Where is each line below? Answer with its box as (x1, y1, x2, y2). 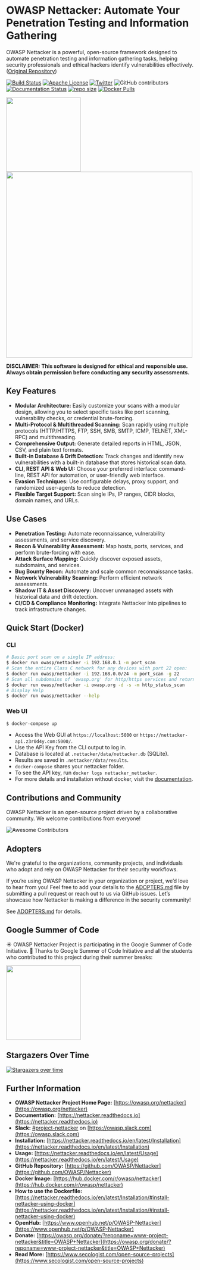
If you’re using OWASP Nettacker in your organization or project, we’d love (6, 877, 189, 884)
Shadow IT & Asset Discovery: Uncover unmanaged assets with (14, 587, 174, 594)
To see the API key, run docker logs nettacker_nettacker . (14, 769, 158, 777)
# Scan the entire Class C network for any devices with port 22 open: (6, 665, 187, 671)
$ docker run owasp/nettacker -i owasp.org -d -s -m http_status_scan (6, 682, 185, 688)
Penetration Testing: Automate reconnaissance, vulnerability (14, 530, 165, 537)
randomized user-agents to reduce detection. (14, 484, 127, 491)
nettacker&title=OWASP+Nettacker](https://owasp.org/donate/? (14, 1238, 171, 1246)
